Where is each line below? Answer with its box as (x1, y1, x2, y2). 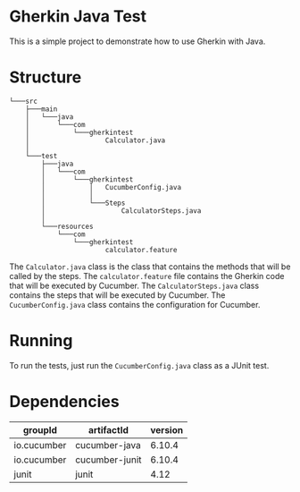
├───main (25, 105, 58, 114)
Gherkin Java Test (9, 6, 147, 27)
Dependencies (9, 392, 120, 411)
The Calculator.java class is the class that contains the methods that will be (9, 261, 291, 272)
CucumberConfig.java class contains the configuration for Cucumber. (9, 299, 261, 310)
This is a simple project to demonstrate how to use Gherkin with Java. (9, 36, 266, 47)
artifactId (87, 423, 129, 436)
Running (9, 331, 73, 351)
